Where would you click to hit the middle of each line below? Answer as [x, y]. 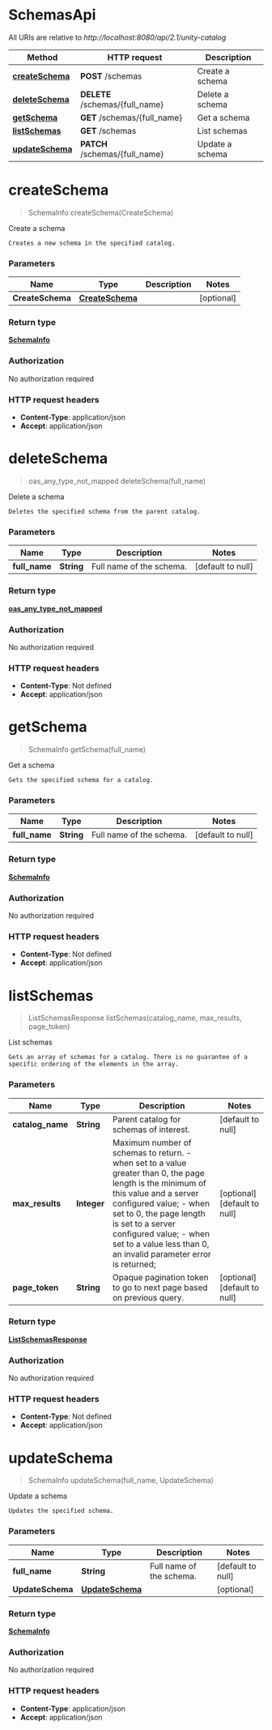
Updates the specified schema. [61, 1511]
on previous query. [148, 1297]
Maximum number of [152, 1143]
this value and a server [155, 1193]
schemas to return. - [152, 1152]
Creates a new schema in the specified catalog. [92, 243]
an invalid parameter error [162, 1254]
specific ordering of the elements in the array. [94, 1064]
